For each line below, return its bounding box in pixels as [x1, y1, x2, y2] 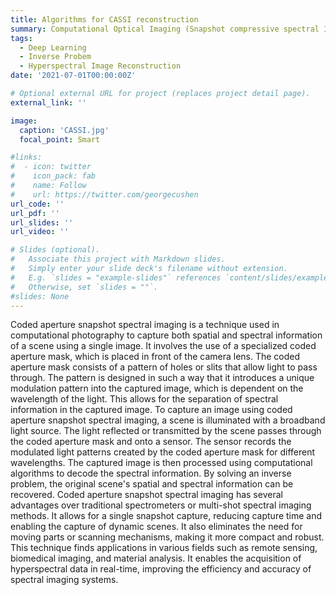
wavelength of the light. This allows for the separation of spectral [10, 393, 279, 405]
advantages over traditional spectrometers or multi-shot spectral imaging [10, 499, 312, 511]
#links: [10, 152, 43, 163]
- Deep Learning [19, 42, 87, 53]
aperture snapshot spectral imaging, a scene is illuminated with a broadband [10, 414, 326, 426]
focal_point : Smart [19, 134, 101, 145]
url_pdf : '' [10, 208, 60, 218]
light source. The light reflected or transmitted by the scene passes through [10, 425, 322, 437]
